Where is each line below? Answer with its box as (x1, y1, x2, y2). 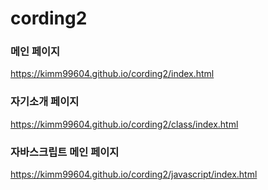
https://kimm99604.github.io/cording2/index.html (10, 68, 215, 80)
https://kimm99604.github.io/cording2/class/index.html (10, 118, 239, 130)
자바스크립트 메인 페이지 (10, 145, 120, 159)
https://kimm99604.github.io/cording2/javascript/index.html (10, 168, 258, 181)
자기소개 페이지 (10, 95, 80, 109)
